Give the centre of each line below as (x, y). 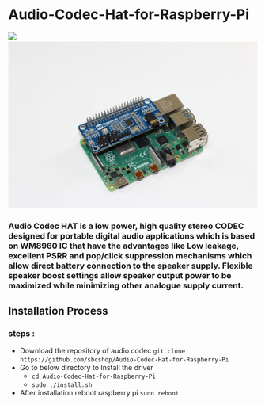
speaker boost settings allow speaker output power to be (120, 275)
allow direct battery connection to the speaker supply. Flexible (131, 266)
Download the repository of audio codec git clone (102, 351)
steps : (22, 333)
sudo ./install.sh (62, 385)
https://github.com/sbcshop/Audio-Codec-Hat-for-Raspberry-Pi (124, 360)
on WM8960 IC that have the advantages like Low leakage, (123, 246)
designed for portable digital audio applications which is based (132, 235)
